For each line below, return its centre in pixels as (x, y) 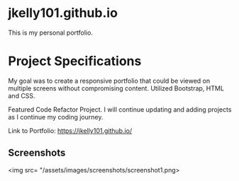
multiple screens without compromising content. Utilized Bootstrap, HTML (116, 88)
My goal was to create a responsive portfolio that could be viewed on (109, 81)
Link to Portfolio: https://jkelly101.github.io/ (70, 130)
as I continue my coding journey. (56, 117)
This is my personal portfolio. (50, 33)
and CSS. (22, 95)
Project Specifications (75, 61)
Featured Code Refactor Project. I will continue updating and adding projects (120, 109)
